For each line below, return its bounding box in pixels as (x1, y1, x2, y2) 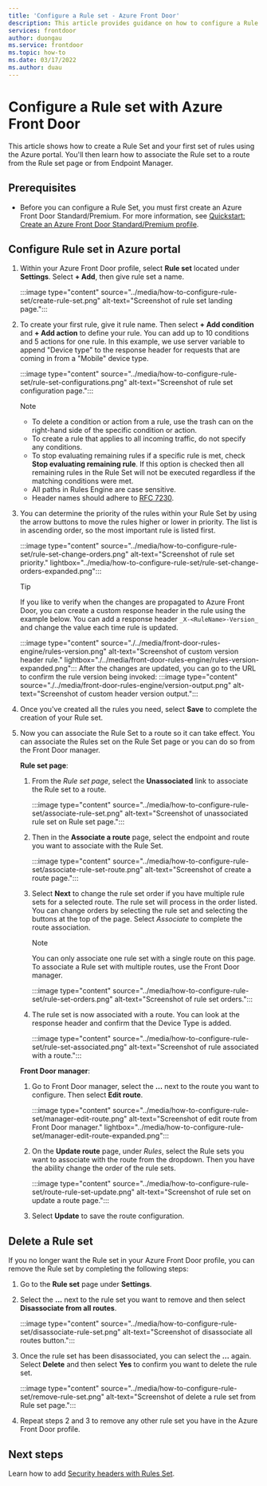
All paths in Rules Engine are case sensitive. (31, 485, 177, 494)
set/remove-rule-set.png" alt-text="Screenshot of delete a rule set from (19, 1392, 257, 1401)
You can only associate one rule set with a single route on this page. (31, 953, 256, 963)
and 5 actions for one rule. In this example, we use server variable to (19, 336, 245, 347)
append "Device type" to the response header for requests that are (19, 345, 241, 355)
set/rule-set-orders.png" (31, 994, 113, 1004)
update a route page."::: (31, 1196, 110, 1205)
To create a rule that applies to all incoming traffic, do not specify (31, 434, 246, 443)
